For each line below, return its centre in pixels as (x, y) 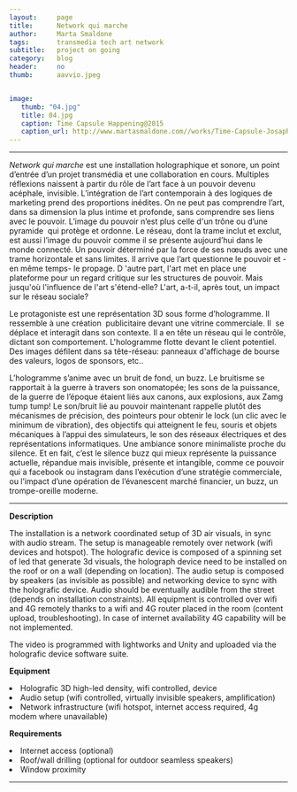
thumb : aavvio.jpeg (55, 75)
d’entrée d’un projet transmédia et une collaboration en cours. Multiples (139, 174)
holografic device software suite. (69, 654)
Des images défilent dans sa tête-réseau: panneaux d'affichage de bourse (145, 351)
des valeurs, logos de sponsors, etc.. (76, 361)
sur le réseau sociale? (49, 296)
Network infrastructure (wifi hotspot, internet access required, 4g (140, 707)
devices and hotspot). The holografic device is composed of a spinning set (145, 552)
